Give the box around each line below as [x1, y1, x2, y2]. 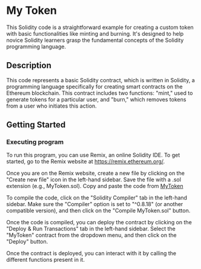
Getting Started [6, 120, 66, 130]
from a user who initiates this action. [6, 102, 97, 109]
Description [6, 60, 51, 71]
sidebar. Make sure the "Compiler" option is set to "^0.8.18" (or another [6, 201, 183, 208]
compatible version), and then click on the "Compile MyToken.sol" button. [6, 207, 191, 215]
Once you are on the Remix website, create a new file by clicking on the [6, 170, 185, 177]
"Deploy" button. [6, 238, 48, 245]
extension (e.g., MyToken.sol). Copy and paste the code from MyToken [6, 183, 183, 190]
